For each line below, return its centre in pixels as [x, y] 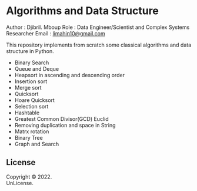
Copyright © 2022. [29, 177]
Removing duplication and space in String [65, 125]
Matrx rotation [32, 131]
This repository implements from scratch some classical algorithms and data [99, 45]
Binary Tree [29, 137]
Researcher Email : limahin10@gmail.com [56, 33]
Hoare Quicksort [34, 100]
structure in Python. [30, 51]
